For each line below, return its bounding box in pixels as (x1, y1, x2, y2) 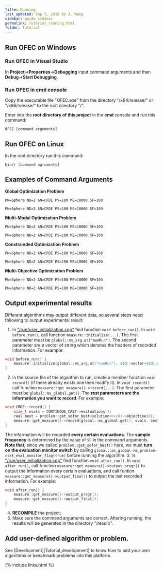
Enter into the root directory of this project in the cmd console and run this (5, 112, 156, 118)
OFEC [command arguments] (5, 127, 57, 132)
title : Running (5, 7, 36, 12)
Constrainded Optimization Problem (5, 241, 79, 247)
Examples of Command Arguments (5, 175, 113, 184)
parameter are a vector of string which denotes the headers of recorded (12, 342, 157, 348)
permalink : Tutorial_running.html (5, 20, 75, 26)
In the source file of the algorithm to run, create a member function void (12, 375, 156, 381)
